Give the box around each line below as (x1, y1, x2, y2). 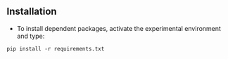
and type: (16, 32, 45, 40)
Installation (6, 6, 57, 18)
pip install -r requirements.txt (6, 45, 105, 52)
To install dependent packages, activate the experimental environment (16, 24, 221, 32)
